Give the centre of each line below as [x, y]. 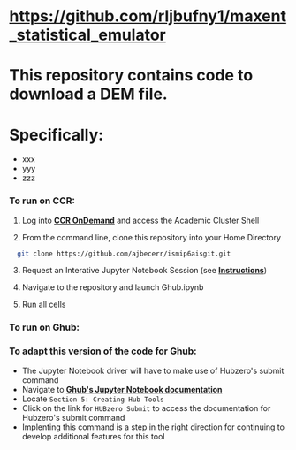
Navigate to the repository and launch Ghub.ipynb [113, 287]
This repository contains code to [131, 76]
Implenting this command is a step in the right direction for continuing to [153, 427]
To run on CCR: [42, 201]
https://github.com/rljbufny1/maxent [148, 16]
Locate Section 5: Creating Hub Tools [93, 399]
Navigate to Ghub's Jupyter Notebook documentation [122, 389]
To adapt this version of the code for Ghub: [103, 351]
